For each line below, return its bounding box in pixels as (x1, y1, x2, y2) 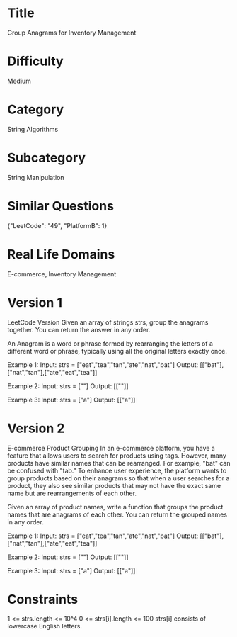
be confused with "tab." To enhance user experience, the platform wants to (7, 466, 227, 475)
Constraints (7, 591, 79, 607)
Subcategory (7, 150, 86, 166)
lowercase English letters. (7, 622, 83, 631)
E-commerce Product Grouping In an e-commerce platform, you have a (7, 444, 216, 452)
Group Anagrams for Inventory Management (7, 28, 137, 37)
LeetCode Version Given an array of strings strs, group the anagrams (7, 317, 209, 327)
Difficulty (7, 53, 64, 69)
